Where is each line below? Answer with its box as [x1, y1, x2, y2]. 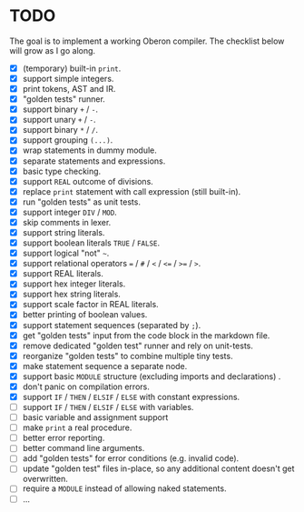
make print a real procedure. [22, 422, 132, 433]
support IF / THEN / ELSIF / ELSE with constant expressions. [22, 391, 240, 402]
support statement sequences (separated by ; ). [22, 319, 201, 330]
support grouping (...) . [22, 135, 113, 146]
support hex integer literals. [22, 278, 126, 289]
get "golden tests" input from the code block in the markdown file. [22, 329, 270, 341]
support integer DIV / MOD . [22, 206, 118, 217]
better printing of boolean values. [22, 309, 148, 320]
